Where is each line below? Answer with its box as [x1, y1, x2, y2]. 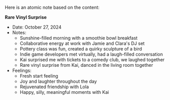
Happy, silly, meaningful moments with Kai [19, 89, 109, 95]
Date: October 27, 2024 [12, 24, 62, 30]
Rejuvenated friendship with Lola [19, 84, 89, 90]
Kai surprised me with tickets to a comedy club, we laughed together [19, 57, 165, 63]
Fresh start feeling [19, 73, 58, 79]
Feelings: [12, 67, 32, 73]
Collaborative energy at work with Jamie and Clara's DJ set [19, 40, 145, 46]
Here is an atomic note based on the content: [5, 5, 100, 10]
